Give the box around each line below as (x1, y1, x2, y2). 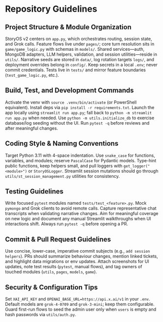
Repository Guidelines (5, 3, 97, 15)
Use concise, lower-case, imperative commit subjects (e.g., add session (5, 248, 150, 254)
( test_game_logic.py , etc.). (5, 72, 59, 78)
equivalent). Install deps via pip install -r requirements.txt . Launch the (5, 104, 155, 110)
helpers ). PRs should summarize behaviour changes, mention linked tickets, (5, 253, 158, 259)
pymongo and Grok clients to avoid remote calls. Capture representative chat (5, 205, 157, 211)
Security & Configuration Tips (5, 283, 98, 291)
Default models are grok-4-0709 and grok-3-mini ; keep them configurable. (5, 301, 155, 307)
